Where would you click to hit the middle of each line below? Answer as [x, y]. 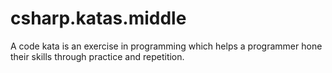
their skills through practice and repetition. [97, 56]
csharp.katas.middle [98, 18]
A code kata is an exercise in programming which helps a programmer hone [166, 46]
